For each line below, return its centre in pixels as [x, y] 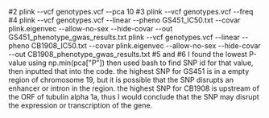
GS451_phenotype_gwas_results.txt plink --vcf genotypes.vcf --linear [124, 37]
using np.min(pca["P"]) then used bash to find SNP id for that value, [141, 63]
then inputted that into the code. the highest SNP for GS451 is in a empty [129, 71]
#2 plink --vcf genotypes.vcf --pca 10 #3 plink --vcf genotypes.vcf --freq [131, 12]
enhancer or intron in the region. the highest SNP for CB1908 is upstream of [134, 88]
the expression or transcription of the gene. [81, 105]
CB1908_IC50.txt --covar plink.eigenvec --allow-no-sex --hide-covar [146, 46]
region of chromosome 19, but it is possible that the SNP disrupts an [121, 80]
